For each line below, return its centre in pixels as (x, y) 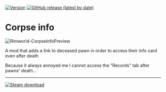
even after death (22, 56)
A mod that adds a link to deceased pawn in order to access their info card (81, 50)
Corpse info (30, 28)
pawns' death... (21, 70)
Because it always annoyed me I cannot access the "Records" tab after (77, 65)
